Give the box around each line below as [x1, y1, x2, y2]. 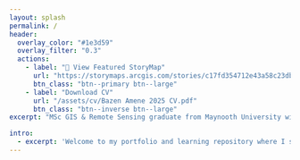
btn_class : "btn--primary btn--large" [32, 80, 178, 88]
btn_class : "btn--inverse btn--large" [32, 105, 178, 114]
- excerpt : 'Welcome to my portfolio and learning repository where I [17, 138, 286, 147]
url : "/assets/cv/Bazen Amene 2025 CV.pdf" [32, 96, 198, 105]
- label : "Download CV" [25, 88, 114, 97]
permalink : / [9, 21, 58, 30]
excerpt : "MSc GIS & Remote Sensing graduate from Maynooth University [9, 113, 281, 122]
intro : [9, 129, 34, 139]
